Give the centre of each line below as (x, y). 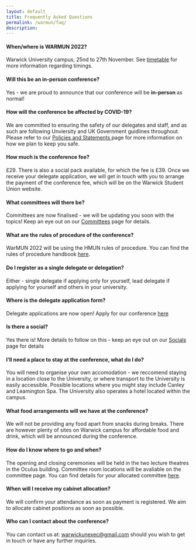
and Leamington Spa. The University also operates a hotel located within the (98, 391)
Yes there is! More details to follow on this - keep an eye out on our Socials (96, 340)
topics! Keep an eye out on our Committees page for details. (78, 222)
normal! (15, 99)
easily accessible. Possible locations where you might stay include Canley (95, 385)
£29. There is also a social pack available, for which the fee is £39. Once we (98, 170)
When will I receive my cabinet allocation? (59, 489)
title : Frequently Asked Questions (49, 17)
